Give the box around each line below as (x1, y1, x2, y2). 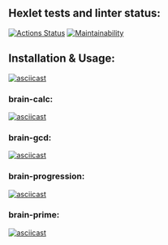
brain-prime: (8, 209, 60, 221)
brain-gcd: (8, 131, 52, 143)
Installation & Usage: (8, 52, 115, 66)
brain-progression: (8, 170, 85, 182)
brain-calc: (8, 93, 54, 105)
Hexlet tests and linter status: (8, 6, 161, 20)
